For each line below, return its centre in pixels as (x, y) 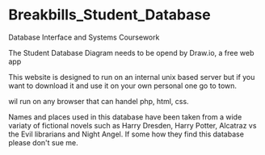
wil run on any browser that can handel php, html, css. (99, 101)
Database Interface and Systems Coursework (84, 37)
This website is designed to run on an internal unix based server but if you (132, 77)
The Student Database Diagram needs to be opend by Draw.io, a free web (131, 52)
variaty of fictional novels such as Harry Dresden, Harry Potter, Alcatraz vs (132, 125)
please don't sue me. (43, 142)
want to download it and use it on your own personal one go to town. (122, 86)
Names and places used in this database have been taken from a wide (125, 117)
